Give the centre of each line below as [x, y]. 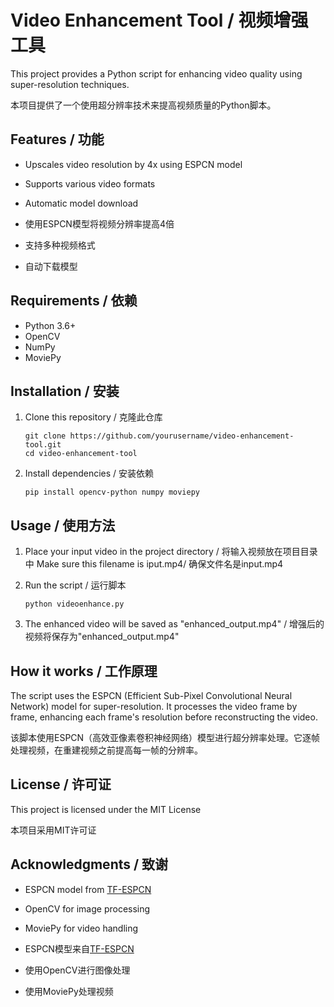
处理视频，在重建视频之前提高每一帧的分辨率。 [106, 750]
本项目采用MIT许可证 [53, 830]
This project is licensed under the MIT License [106, 809]
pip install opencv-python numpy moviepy [112, 492]
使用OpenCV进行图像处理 [77, 970]
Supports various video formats [90, 183]
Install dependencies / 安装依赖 [89, 473]
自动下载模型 [51, 266]
